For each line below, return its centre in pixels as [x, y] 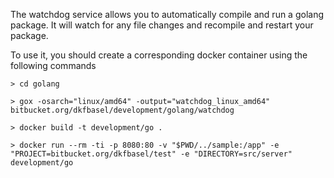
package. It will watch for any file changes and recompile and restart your [162, 25]
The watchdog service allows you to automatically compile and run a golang [167, 14]
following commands [53, 65]
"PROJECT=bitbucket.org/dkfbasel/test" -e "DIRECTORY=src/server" [151, 154]
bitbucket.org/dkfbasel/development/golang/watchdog [122, 110]
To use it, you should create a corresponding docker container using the [159, 55]
